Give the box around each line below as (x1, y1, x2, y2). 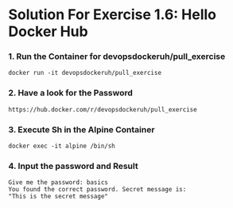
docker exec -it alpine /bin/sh (8, 142, 115, 151)
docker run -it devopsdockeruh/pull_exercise (8, 69, 161, 77)
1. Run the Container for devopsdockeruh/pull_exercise (8, 51, 226, 62)
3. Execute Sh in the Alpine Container (8, 124, 155, 135)
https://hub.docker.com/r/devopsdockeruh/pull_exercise (8, 105, 197, 113)
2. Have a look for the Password (8, 88, 134, 99)
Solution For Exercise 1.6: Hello (8, 6, 217, 24)
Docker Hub (8, 22, 89, 41)
